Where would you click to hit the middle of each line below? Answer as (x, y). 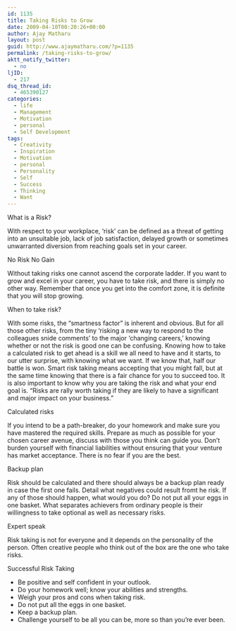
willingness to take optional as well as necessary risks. (86, 513)
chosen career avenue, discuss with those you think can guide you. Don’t (114, 441)
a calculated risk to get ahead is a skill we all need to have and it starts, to (114, 353)
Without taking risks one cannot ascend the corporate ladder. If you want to (117, 274)
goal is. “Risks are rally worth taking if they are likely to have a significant (113, 391)
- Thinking (30, 191)
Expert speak (26, 527)
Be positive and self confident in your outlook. (84, 582)
